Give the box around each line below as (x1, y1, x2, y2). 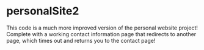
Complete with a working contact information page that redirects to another (6, 30, 197, 37)
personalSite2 (6, 4, 79, 18)
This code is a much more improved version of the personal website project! (6, 24, 199, 31)
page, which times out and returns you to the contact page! (6, 37, 156, 44)
